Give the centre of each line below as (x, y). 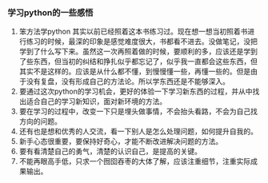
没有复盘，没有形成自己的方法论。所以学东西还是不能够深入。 (128, 82)
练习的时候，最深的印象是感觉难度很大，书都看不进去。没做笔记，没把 (142, 42)
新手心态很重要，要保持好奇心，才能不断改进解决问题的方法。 (121, 141)
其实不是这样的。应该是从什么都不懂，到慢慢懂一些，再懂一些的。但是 (135, 72)
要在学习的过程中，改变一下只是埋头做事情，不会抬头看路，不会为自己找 (138, 111)
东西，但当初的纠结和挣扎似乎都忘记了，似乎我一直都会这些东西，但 (145, 62)
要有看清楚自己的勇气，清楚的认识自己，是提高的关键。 (110, 151)
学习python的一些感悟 (50, 12)
